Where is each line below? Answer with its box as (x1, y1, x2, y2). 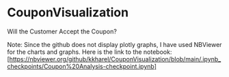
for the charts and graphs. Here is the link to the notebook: (7, 48, 172, 56)
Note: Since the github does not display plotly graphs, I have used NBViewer (7, 40, 222, 48)
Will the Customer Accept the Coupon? (7, 27, 118, 35)
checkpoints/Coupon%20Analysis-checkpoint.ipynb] (7, 62, 157, 70)
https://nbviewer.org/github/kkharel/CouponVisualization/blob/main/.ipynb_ (9, 55, 221, 63)
